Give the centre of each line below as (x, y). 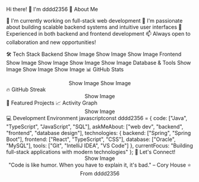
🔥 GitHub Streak (26, 90)
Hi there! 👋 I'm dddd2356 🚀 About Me (52, 9)
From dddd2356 (100, 173)
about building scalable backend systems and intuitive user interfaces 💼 (94, 27)
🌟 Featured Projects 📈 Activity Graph (52, 103)
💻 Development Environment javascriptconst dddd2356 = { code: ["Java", (97, 118)
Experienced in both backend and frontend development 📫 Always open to (99, 34)
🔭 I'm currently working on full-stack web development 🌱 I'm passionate (94, 21)
